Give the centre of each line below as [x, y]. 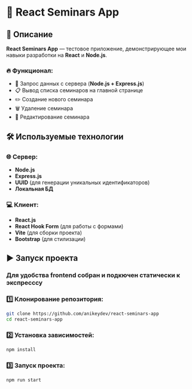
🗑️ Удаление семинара [44, 108]
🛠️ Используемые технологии [65, 136]
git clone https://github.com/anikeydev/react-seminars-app [83, 313]
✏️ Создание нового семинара [54, 99]
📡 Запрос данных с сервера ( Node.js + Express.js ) [80, 84]
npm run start [24, 380]
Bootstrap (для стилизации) [50, 239]
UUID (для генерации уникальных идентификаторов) [82, 182]
